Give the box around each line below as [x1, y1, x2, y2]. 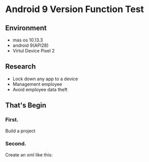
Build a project [5, 128, 35, 134]
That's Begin [5, 101, 47, 110]
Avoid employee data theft [12, 86, 67, 92]
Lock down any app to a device [12, 76, 79, 82]
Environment [5, 24, 47, 32]
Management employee [12, 81, 62, 87]
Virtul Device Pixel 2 [12, 48, 55, 53]
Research [5, 62, 36, 71]
